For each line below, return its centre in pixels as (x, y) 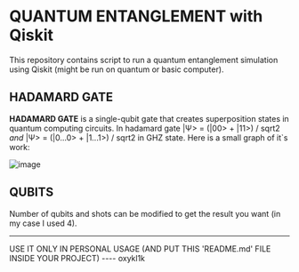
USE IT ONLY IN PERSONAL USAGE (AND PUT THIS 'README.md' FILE (140, 248)
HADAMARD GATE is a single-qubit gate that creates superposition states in (149, 118)
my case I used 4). (43, 223)
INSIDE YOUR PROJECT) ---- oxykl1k (77, 258)
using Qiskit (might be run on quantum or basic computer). (117, 69)
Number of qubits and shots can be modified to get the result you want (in (145, 213)
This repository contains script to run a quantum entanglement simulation (144, 60)
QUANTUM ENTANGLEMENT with (136, 16)
